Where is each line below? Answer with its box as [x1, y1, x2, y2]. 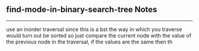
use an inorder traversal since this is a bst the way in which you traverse [6, 26, 182, 33]
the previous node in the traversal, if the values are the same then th [6, 38, 173, 45]
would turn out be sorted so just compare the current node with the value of [6, 32, 191, 39]
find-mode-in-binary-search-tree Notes [6, 5, 158, 15]
